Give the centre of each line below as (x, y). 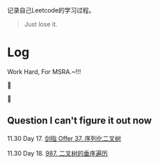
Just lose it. (41, 24)
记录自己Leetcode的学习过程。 (51, 10)
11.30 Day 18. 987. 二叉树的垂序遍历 (58, 153)
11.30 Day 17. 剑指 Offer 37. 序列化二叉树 (64, 138)
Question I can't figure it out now (79, 121)
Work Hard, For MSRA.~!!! (44, 71)
